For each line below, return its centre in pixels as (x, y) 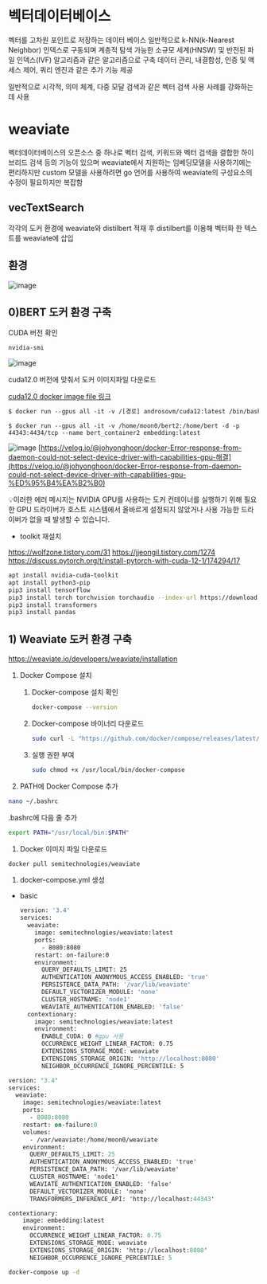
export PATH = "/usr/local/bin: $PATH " (69, 832)
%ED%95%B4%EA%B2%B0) (57, 483)
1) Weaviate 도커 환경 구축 (70, 639)
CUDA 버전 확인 (33, 333)
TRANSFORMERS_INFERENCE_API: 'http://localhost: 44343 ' (122, 1199)
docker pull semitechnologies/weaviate (74, 864)
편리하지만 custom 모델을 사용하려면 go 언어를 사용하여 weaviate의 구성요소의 (130, 172)
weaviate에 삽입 (48, 238)
